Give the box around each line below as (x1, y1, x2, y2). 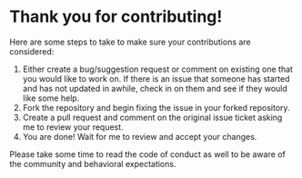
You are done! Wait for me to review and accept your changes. (22, 131, 257, 142)
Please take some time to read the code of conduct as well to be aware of (9, 148, 287, 160)
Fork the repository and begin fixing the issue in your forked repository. (22, 102, 290, 113)
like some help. (22, 93, 80, 104)
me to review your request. (22, 121, 125, 133)
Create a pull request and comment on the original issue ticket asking (22, 112, 283, 123)
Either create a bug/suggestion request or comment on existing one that (22, 64, 294, 74)
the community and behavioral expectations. (9, 158, 176, 169)
